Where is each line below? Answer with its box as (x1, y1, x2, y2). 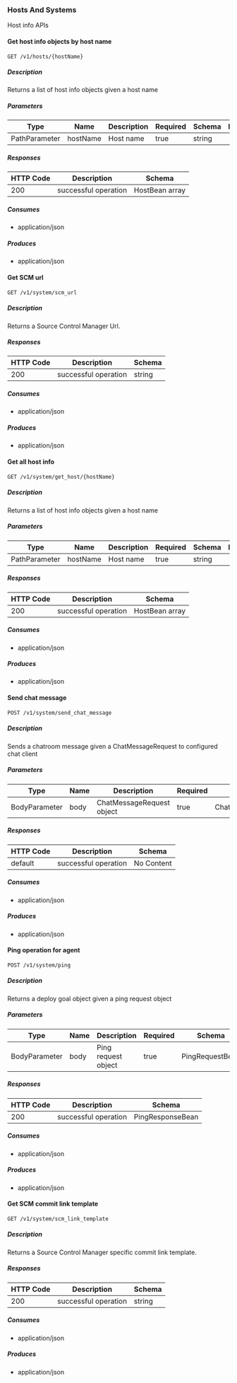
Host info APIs (7, 21, 49, 30)
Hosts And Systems (7, 5, 77, 15)
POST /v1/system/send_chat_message (7, 709, 112, 716)
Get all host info (7, 457, 55, 466)
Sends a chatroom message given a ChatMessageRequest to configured (7, 742, 219, 750)
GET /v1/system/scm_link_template (7, 1215, 109, 1222)
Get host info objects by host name (7, 37, 112, 45)
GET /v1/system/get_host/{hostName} (7, 473, 115, 480)
